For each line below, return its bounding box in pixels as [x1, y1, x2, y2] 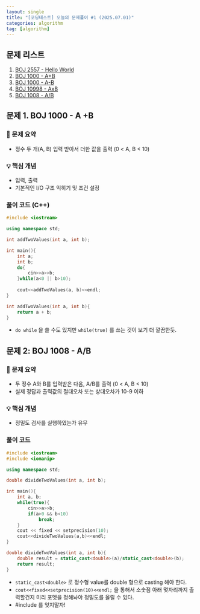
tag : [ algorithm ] [6, 25, 50, 32]
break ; [38, 516, 55, 523]
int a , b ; [17, 494, 42, 500]
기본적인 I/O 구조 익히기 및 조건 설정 [14, 184, 100, 192]
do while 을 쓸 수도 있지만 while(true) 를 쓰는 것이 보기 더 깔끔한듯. [14, 326, 177, 334]
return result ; [17, 561, 55, 567]
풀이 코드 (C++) [6, 201, 50, 209]
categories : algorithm [6, 20, 63, 26]
